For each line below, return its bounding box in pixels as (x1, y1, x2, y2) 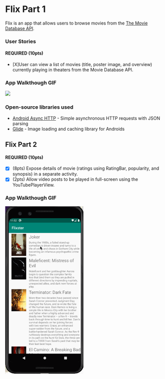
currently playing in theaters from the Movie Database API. (12, 67, 133, 73)
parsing (12, 120, 28, 126)
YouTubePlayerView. (12, 182, 55, 188)
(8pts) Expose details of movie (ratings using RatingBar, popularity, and (12, 165, 159, 171)
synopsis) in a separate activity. (12, 171, 78, 177)
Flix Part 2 (5, 140, 37, 149)
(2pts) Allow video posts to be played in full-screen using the (12, 176, 138, 182)
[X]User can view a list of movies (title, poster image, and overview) (12, 62, 152, 68)
